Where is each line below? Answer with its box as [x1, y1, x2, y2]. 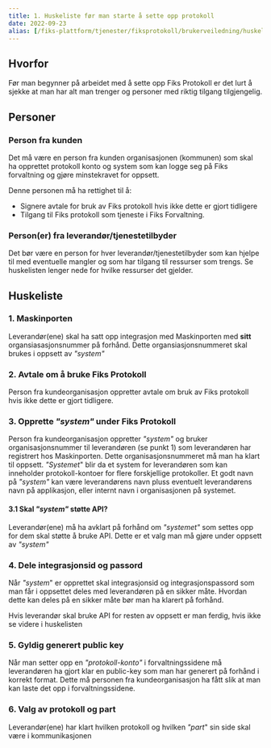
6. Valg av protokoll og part [8, 704, 116, 715]
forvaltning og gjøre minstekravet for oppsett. [8, 170, 160, 179]
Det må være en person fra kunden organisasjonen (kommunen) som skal [8, 153, 253, 162]
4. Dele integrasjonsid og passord [8, 559, 144, 570]
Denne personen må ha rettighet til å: [8, 185, 131, 195]
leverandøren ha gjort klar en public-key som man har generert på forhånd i [8, 666, 260, 676]
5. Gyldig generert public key [8, 639, 124, 650]
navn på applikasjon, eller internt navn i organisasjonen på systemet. [8, 485, 236, 495]
